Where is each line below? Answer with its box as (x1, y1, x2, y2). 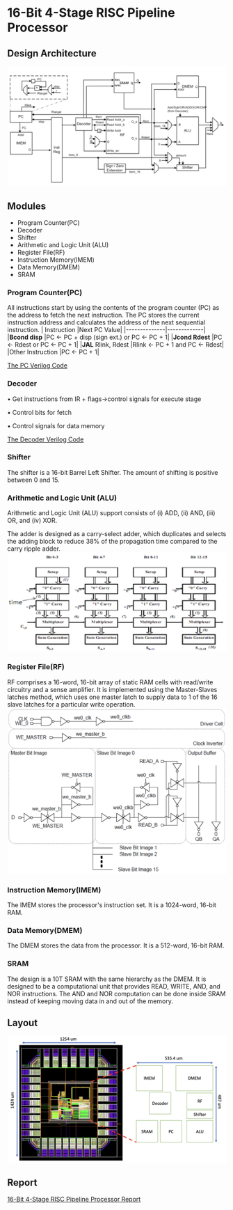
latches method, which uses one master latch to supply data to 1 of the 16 (7, 693, 218, 701)
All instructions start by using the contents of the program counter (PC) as (7, 304, 220, 312)
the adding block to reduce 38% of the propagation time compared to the (7, 537, 218, 546)
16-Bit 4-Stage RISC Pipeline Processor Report (7, 1195, 141, 1204)
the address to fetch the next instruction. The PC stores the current (7, 311, 200, 320)
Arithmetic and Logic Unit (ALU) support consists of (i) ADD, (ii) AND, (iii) (7, 509, 216, 517)
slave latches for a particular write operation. (7, 700, 136, 708)
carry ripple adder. (7, 544, 61, 553)
